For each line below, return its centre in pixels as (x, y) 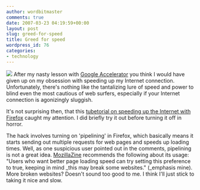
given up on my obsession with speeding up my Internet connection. (90, 80)
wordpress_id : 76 (28, 46)
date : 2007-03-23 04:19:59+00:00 (48, 23)
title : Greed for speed (36, 40)
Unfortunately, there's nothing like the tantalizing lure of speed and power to (100, 87)
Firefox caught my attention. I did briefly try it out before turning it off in (94, 117)
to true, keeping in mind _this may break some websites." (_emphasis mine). (99, 167)
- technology (22, 56)
